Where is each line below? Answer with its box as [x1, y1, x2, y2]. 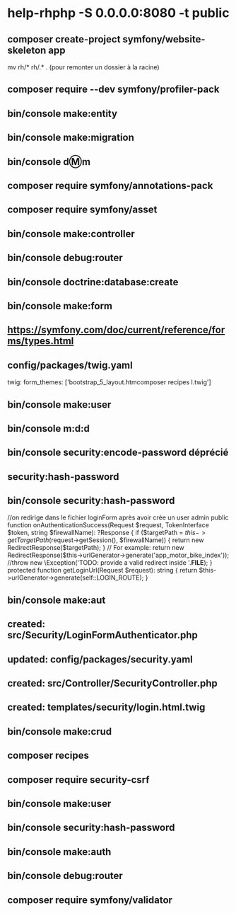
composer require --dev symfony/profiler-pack [7, 84, 220, 96]
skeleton [7, 44, 47, 56]
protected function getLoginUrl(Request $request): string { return [7, 566, 198, 575]
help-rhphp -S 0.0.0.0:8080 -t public [7, 5, 230, 21]
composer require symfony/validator [7, 894, 173, 906]
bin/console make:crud [7, 725, 112, 737]
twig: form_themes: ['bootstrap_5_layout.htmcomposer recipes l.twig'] [7, 378, 212, 386]
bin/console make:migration [7, 132, 134, 144]
